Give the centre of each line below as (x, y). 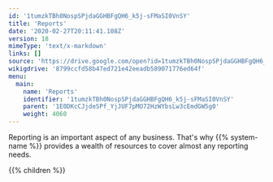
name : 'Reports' (51, 91)
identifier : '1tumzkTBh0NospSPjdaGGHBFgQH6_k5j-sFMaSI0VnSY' (128, 99)
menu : (17, 76)
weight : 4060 (45, 115)
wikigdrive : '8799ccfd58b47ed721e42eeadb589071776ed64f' (107, 69)
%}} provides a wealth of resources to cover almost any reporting (139, 146)
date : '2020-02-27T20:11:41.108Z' (67, 31)
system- (244, 137)
